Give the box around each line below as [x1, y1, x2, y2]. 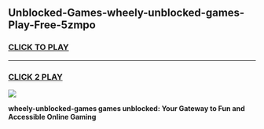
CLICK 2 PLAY [8, 71, 63, 82]
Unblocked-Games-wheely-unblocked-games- [8, 6, 245, 20]
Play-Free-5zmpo [8, 19, 96, 32]
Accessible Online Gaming [8, 112, 97, 121]
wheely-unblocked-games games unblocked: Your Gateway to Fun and [8, 103, 245, 113]
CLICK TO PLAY [8, 42, 69, 53]
